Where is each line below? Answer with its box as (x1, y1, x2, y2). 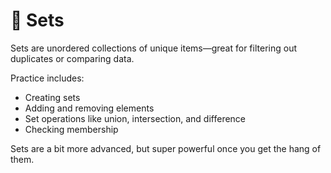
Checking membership (24, 123, 119, 135)
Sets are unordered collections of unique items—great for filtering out (10, 42, 297, 54)
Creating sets (24, 91, 81, 103)
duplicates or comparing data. (10, 52, 135, 64)
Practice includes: (10, 72, 85, 84)
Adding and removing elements (24, 102, 155, 114)
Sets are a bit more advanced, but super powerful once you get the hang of (10, 142, 322, 154)
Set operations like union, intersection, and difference (24, 112, 247, 124)
